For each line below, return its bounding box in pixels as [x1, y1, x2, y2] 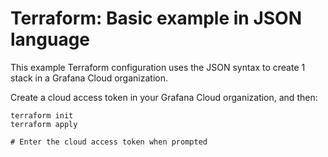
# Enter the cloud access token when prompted [10, 137, 208, 147]
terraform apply [10, 119, 78, 129]
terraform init [10, 110, 74, 121]
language [10, 28, 91, 51]
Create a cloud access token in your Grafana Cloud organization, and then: [10, 91, 318, 103]
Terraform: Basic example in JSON [10, 7, 303, 30]
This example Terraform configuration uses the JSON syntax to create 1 [10, 61, 306, 73]
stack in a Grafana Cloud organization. [10, 72, 168, 84]
